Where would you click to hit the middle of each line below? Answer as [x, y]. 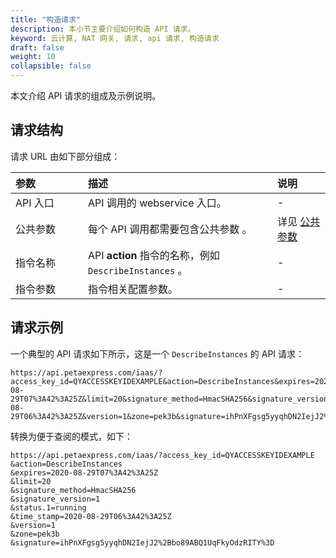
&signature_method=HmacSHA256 [73, 490]
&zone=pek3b [35, 534]
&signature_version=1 [55, 499]
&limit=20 [31, 481]
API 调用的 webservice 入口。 [157, 203]
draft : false [37, 47]
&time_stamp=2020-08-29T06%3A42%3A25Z [91, 516]
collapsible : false [51, 66]
